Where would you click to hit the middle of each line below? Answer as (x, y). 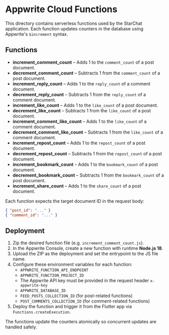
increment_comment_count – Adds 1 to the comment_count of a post (83, 62)
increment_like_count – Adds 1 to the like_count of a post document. (85, 105)
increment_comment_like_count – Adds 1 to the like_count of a (79, 121)
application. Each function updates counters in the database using (74, 28)
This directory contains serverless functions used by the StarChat (74, 23)
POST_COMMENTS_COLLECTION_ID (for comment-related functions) (85, 301)
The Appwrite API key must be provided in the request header (85, 281)
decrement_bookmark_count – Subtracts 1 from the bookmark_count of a (88, 175)
